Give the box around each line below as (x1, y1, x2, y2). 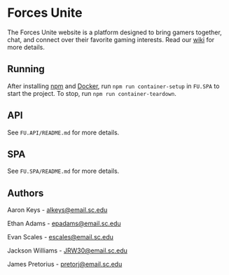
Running (7, 63, 46, 75)
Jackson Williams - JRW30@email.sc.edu (7, 246, 128, 255)
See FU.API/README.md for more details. (7, 128, 120, 136)
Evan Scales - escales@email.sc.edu (7, 233, 114, 241)
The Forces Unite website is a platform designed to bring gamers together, (7, 28, 222, 36)
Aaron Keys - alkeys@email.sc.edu (7, 206, 108, 214)
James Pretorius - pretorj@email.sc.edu (7, 260, 123, 269)
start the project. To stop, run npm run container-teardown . (7, 89, 176, 97)
